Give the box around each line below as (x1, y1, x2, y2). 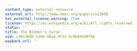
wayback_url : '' (5, 39, 38, 44)
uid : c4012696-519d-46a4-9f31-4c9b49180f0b (5, 34, 95, 39)
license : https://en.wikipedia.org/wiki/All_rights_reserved (5, 20, 133, 26)
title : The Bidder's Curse (5, 30, 60, 34)
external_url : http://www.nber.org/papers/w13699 (5, 12, 109, 17)
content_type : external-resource (5, 7, 73, 12)
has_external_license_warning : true (5, 16, 80, 21)
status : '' (5, 25, 27, 30)
